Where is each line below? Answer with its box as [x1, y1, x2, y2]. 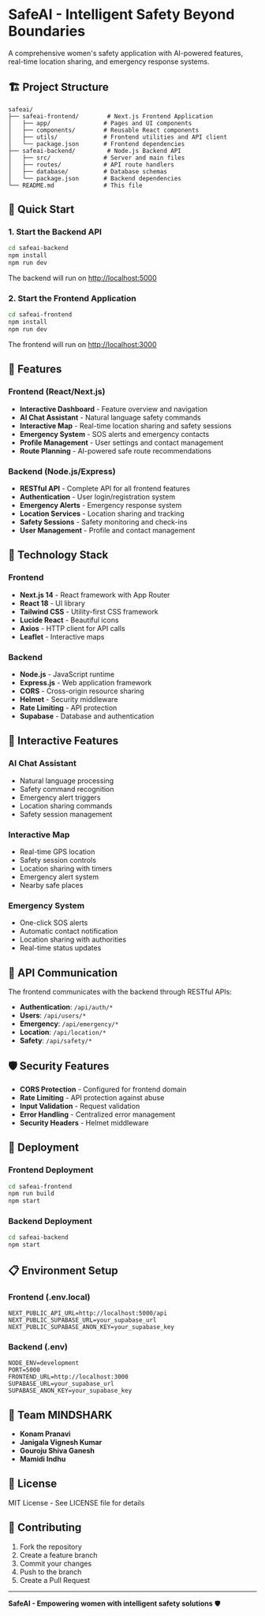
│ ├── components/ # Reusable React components [8, 126, 200, 134]
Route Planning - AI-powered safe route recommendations [19, 446, 211, 455]
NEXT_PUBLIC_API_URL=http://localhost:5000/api [8, 1309, 168, 1317]
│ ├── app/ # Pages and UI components [8, 119, 192, 127]
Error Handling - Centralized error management [19, 1110, 176, 1119]
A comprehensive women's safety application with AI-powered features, [8, 48, 243, 58]
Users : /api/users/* [19, 1011, 87, 1021]
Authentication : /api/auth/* [19, 1002, 114, 1012]
